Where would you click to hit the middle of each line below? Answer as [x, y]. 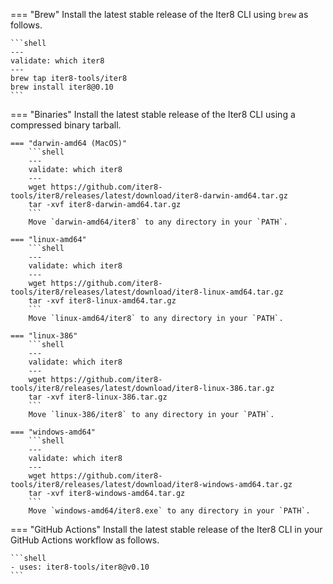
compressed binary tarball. [66, 125]
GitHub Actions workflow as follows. [85, 540]
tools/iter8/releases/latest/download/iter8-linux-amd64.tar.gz [147, 292]
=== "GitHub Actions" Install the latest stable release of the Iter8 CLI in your [166, 529]
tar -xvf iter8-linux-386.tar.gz [98, 397]
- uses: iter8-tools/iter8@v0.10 [80, 567]
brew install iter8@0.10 [62, 87]
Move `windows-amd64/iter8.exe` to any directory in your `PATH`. [169, 511]
